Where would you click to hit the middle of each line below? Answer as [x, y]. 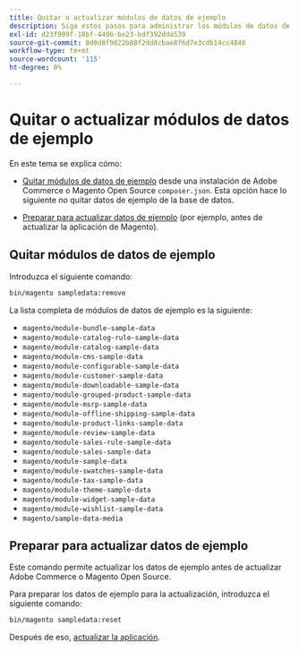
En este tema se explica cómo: [66, 163]
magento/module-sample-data [74, 461]
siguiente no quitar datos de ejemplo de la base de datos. [128, 200]
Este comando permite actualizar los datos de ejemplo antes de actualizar [145, 567]
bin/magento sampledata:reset [66, 620]
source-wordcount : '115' [56, 59]
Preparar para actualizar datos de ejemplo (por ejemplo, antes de [142, 217]
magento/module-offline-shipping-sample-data [108, 414]
